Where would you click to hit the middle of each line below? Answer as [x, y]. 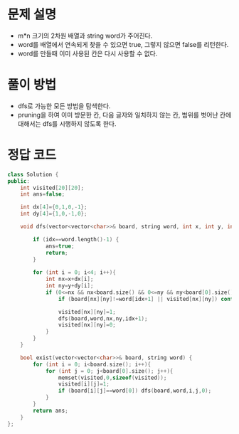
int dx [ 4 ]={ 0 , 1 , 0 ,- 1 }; [54, 207]
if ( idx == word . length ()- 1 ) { [76, 239]
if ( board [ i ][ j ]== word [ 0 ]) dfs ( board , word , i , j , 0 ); [135, 391]
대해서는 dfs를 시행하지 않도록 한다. [67, 123]
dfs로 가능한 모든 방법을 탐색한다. [64, 106]
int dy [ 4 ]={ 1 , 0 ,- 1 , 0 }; [54, 214]
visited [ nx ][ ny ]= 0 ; [87, 325]
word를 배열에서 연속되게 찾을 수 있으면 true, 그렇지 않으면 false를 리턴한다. [123, 44]
